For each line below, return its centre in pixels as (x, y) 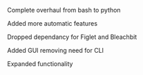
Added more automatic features (53, 23)
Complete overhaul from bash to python (64, 10)
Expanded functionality (40, 64)
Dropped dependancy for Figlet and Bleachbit (72, 37)
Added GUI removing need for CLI (56, 50)
